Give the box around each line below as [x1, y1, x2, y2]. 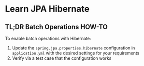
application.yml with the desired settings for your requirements [12, 50, 140, 56]
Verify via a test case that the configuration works [12, 55, 112, 61]
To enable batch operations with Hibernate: [5, 35, 91, 41]
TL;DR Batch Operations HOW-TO [5, 23, 108, 31]
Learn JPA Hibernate [5, 3, 90, 15]
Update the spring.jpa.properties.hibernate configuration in [12, 45, 135, 50]
